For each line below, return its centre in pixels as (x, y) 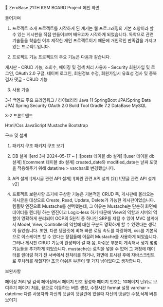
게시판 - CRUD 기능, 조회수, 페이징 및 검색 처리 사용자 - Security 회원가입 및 (77, 67)
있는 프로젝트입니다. (31, 46)
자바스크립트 (143, 255)
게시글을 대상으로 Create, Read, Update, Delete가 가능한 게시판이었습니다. (84, 200)
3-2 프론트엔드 (19, 116)
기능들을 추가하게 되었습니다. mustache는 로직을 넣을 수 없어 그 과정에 (79, 249)
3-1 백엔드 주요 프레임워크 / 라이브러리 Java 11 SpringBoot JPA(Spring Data (78, 100)
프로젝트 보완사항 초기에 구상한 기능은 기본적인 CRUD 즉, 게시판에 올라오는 (83, 194)
